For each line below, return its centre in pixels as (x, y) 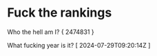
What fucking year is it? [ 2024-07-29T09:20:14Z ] (79, 45)
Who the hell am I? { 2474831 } (51, 32)
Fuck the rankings (60, 13)
